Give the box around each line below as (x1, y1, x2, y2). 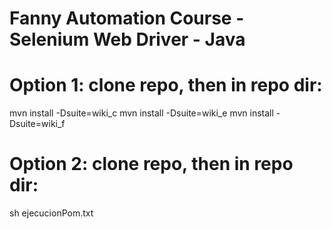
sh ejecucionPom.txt (9, 207, 94, 219)
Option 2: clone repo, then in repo (9, 153, 294, 176)
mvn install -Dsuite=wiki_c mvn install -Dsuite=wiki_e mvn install (9, 107, 274, 119)
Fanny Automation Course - (9, 7, 245, 30)
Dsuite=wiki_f (9, 118, 66, 130)
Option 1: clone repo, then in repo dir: (9, 74, 323, 97)
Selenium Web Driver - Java (9, 28, 246, 51)
